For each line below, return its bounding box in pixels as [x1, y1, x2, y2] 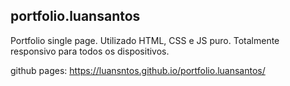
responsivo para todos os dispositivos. [10, 45, 170, 57]
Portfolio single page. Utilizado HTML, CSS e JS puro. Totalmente [10, 34, 280, 46]
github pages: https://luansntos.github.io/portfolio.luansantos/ [10, 64, 266, 76]
